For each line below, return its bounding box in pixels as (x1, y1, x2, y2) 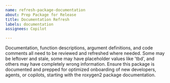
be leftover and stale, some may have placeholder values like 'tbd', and (5, 56, 155, 62)
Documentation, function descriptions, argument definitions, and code (5, 45, 153, 51)
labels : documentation (5, 21, 54, 27)
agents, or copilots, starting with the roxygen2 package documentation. (5, 72, 156, 78)
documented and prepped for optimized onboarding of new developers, (5, 67, 157, 73)
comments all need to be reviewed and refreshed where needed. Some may (5, 50, 165, 57)
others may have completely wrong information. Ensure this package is (5, 61, 155, 67)
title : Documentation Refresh (5, 17, 70, 22)
